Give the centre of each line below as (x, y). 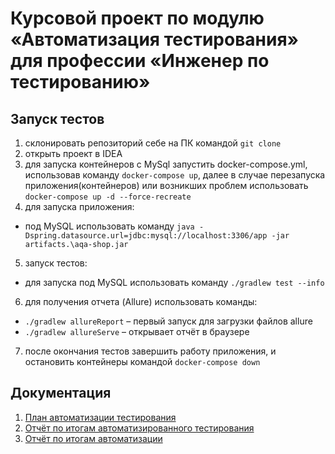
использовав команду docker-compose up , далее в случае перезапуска (175, 175)
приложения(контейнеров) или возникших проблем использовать (166, 185)
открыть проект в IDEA (73, 153)
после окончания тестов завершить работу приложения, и (150, 351)
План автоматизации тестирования (100, 417)
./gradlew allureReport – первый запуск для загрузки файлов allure (168, 321)
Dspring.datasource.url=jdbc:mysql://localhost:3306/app (146, 236)
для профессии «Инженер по (140, 61)
